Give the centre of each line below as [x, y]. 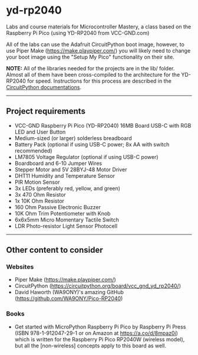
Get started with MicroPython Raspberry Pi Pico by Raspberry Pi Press [100, 327]
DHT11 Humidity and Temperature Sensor [65, 175]
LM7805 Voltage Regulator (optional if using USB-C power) [86, 157]
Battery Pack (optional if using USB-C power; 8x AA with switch [92, 144]
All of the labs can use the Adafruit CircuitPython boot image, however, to [95, 44]
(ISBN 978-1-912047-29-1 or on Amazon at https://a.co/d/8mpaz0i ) [96, 333]
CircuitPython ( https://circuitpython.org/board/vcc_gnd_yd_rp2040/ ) [98, 286]
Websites [20, 267]
